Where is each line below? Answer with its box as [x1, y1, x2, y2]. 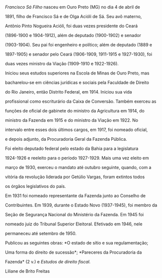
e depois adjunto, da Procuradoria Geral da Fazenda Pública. [5, 136, 127, 142]
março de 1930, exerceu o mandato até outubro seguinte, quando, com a [5, 165, 152, 170]
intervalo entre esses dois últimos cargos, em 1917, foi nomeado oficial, [5, 127, 148, 132]
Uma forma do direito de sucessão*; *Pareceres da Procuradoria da [5, 249, 142, 255]
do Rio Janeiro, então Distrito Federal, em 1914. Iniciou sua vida [5, 89, 132, 94]
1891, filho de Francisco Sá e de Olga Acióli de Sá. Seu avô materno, [5, 14, 142, 19]
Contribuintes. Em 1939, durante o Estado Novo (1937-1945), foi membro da [5, 202, 158, 208]
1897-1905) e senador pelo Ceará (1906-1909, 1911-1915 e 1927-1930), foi [5, 51, 152, 57]
